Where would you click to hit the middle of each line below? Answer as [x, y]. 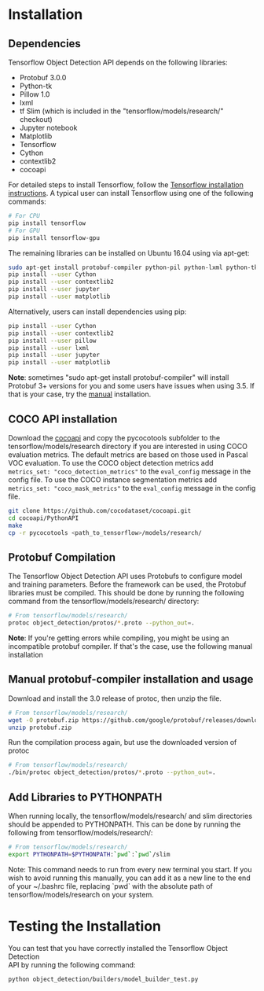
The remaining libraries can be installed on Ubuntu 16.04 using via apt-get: [129, 252]
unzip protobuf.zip [40, 728]
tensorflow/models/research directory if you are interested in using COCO [128, 446]
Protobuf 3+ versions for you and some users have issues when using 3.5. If [132, 386]
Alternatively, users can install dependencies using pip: [97, 311]
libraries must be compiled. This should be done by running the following [126, 593]
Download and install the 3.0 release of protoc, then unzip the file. [115, 698]
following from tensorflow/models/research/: [81, 833]
